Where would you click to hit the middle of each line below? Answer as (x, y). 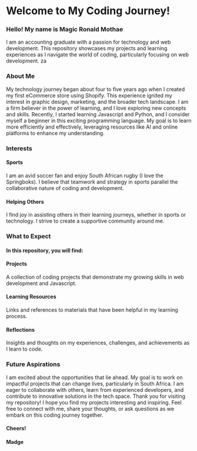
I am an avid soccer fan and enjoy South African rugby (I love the (85, 175)
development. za (26, 61)
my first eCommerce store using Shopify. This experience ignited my (89, 95)
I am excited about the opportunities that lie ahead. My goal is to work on (95, 377)
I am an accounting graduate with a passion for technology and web (89, 42)
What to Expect (29, 236)
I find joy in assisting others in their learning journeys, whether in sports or (96, 215)
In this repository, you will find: (45, 250)
